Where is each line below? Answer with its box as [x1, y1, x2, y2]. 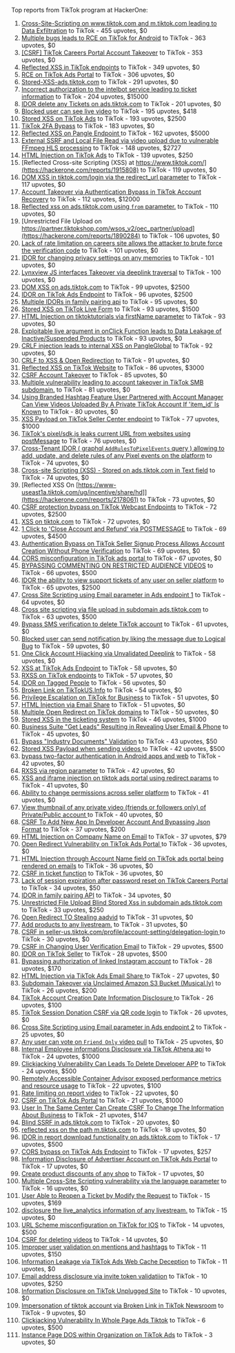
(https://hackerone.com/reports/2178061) [21, 496, 139, 503]
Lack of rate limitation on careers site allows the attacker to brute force [21, 239, 223, 247]
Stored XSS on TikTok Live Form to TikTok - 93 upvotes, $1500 [21, 305, 200, 313]
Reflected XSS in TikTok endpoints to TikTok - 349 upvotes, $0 [21, 63, 201, 71]
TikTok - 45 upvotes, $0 [21, 730, 90, 738]
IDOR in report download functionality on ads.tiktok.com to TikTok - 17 [21, 1133, 221, 1141]
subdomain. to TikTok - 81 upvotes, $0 [21, 385, 130, 394]
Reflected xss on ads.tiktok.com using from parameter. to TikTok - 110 [21, 203, 219, 210]
